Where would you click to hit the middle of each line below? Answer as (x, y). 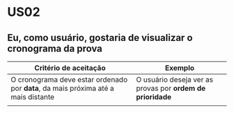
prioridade (154, 97)
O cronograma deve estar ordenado (69, 79)
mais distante (32, 97)
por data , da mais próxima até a (62, 88)
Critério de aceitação (70, 68)
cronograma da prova (55, 48)
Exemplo (180, 68)
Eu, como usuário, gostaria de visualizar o (100, 38)
